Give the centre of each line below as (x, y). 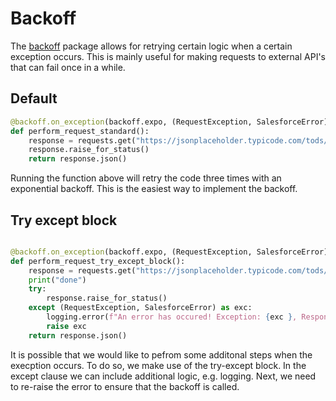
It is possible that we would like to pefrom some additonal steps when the (161, 354)
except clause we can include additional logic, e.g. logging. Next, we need (163, 376)
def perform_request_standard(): (80, 131)
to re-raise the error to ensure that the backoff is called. (125, 386)
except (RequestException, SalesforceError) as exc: (140, 308)
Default (34, 98)
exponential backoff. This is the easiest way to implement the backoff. (154, 189)
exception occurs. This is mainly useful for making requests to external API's (168, 56)
